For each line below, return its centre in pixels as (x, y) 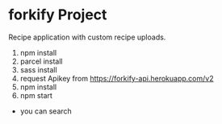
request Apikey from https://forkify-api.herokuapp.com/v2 (117, 78)
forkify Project (58, 15)
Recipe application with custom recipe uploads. (87, 37)
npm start (36, 95)
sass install (39, 69)
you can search (46, 111)
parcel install (41, 61)
